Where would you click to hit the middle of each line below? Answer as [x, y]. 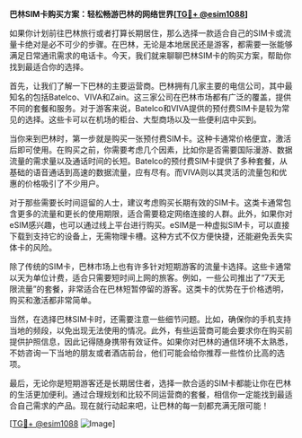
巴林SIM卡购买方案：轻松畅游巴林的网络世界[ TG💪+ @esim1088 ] [129, 14]
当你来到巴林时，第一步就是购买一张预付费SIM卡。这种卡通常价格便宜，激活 [151, 139]
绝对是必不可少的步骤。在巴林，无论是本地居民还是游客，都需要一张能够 [159, 44]
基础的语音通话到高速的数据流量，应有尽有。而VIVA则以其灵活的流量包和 [144, 172]
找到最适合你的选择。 [49, 67]
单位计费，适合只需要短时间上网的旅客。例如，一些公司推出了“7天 [155, 278]
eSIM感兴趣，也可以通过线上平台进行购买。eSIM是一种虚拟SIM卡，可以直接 [150, 225]
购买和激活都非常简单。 [53, 300]
